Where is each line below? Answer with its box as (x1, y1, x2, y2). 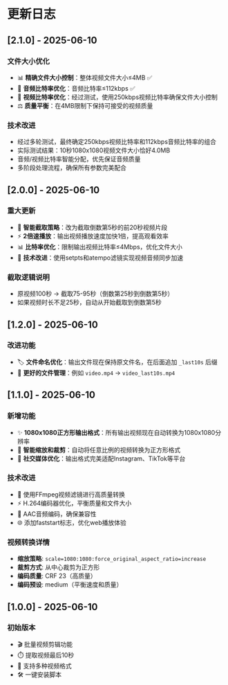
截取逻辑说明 (7, 272, 50, 282)
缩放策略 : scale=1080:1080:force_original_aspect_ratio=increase (17, 555, 207, 563)
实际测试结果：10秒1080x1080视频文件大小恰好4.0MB (17, 146, 171, 154)
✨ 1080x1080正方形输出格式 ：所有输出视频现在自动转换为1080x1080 (17, 428, 216, 436)
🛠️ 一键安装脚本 (17, 670, 62, 679)
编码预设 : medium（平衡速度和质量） (17, 580, 123, 589)
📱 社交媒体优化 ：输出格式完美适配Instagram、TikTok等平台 (17, 454, 186, 463)
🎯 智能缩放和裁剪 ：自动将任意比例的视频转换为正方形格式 (17, 445, 181, 454)
